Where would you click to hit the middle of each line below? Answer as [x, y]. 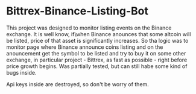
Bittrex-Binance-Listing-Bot [77, 11]
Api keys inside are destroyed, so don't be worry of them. [77, 84]
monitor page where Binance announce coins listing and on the [85, 47]
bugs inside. [21, 72]
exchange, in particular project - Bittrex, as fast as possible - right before [97, 60]
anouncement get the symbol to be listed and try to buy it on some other [96, 53]
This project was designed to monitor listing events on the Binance [89, 28]
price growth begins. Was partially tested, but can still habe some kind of [97, 66]
